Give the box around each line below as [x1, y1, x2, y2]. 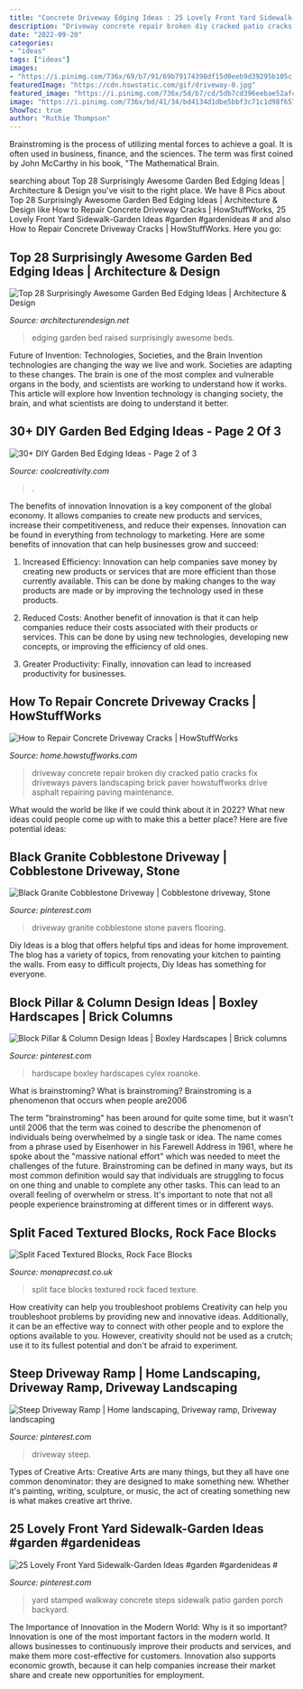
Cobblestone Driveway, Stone [9, 863, 180, 879]
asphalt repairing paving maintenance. [31, 787, 175, 798]
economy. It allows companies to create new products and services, [9, 509, 263, 520]
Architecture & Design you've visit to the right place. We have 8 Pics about [9, 185, 286, 196]
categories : [9, 38, 54, 48]
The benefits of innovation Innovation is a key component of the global [9, 500, 272, 511]
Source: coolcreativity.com [9, 465, 110, 476]
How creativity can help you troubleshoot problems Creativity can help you [9, 1302, 289, 1312]
